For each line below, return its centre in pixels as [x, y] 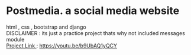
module [15, 39]
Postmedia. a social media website [93, 11]
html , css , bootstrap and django [46, 27]
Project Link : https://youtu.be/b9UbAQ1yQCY [61, 46]
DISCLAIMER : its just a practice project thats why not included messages [96, 33]
